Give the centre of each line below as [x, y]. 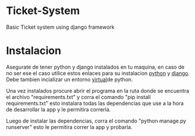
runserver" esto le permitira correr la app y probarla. [69, 127]
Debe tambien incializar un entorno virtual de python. [69, 79]
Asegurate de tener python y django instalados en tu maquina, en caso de [95, 67]
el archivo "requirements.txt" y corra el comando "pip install [78, 97]
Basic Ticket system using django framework [60, 27]
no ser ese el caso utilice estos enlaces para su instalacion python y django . [98, 73]
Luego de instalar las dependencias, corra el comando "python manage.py [96, 121]
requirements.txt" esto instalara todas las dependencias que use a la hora [95, 103]
